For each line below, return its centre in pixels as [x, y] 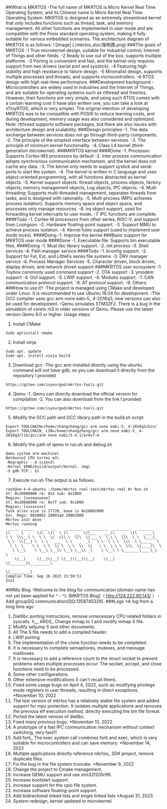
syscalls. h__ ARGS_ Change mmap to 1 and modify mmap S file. [78, 621]
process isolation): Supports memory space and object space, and [74, 203]
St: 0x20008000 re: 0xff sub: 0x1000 [45, 502]
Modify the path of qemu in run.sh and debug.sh [62, 445]
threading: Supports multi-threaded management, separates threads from [81, 193]
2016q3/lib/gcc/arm [26, 435]
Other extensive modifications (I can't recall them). [65, 680]
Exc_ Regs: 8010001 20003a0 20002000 [45, 515]
